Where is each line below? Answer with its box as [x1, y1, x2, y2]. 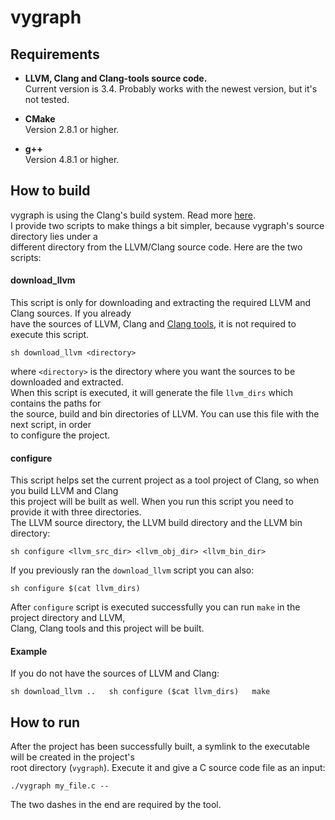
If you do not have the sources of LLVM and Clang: [10, 667, 220, 680]
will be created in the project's [10, 751, 135, 763]
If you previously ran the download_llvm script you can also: [10, 564, 255, 576]
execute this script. [10, 329, 90, 341]
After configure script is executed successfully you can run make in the [10, 601, 301, 613]
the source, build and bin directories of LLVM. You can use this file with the [10, 408, 320, 420]
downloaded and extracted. [10, 376, 124, 388]
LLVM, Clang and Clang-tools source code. [24, 72, 208, 84]
